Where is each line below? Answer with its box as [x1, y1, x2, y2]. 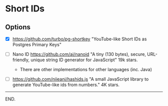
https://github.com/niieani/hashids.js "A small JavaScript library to [12, 76, 149, 82]
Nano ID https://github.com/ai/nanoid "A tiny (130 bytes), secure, [12, 51, 146, 57]
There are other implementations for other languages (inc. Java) [19, 67, 152, 73]
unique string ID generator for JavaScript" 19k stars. [30, 57, 138, 63]
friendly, [12, 57, 30, 63]
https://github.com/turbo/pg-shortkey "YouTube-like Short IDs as [12, 36, 147, 42]
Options [5, 23, 31, 31]
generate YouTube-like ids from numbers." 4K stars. [12, 82, 120, 88]
